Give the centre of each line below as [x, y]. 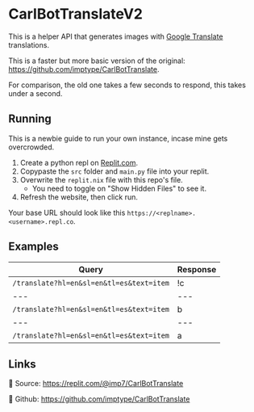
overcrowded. [31, 147]
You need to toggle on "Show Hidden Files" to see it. [119, 188]
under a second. [35, 93]
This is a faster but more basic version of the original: [97, 61]
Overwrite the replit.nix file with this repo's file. [101, 179]
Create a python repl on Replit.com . [79, 162]
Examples [33, 247]
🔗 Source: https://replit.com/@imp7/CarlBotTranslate [96, 384]
